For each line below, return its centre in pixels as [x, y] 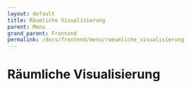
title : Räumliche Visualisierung [56, 20]
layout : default [31, 14]
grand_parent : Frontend [42, 33]
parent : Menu [26, 27]
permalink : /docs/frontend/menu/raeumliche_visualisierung [96, 40]
